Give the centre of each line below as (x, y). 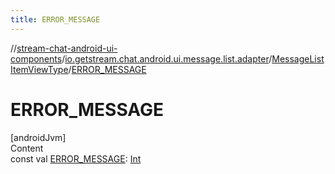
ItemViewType (39, 69)
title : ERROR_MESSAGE (55, 19)
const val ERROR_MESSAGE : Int (76, 158)
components (36, 58)
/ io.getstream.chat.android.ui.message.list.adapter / (167, 58)
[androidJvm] (38, 137)
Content (27, 148)
